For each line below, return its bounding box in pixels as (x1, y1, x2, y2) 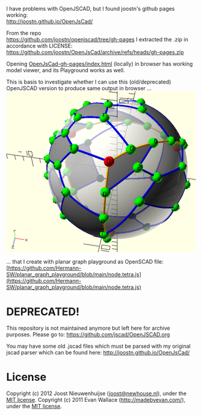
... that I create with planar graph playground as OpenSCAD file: (6, 258, 164, 265)
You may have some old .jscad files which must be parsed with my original (6, 342, 191, 350)
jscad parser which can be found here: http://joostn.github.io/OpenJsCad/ (6, 349, 190, 356)
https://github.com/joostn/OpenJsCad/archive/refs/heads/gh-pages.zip (6, 49, 185, 56)
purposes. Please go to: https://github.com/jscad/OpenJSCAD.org (6, 331, 170, 338)
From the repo (6, 29, 41, 37)
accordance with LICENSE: (6, 42, 73, 49)
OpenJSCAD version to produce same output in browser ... (6, 85, 152, 92)
